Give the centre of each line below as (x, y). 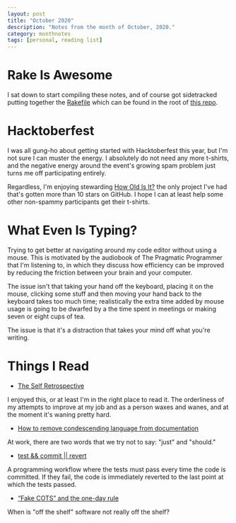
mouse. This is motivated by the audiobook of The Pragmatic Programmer (115, 257)
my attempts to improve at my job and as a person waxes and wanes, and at (118, 407)
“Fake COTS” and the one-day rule (68, 498)
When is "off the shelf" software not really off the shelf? (88, 512)
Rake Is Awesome (60, 75)
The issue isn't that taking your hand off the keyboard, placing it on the (111, 286)
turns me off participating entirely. (57, 173)
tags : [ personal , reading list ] (55, 40)
